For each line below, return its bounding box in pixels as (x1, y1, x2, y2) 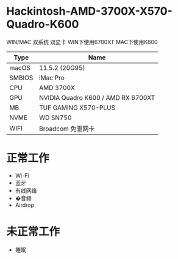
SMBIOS (9, 73, 34, 82)
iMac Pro (38, 73, 65, 82)
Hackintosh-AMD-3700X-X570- (6, 4, 173, 18)
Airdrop (15, 201, 35, 209)
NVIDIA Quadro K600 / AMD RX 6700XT (38, 93, 155, 102)
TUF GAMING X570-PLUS (38, 103, 116, 111)
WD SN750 (38, 113, 72, 122)
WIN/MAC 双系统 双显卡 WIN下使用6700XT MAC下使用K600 (6, 38, 158, 45)
